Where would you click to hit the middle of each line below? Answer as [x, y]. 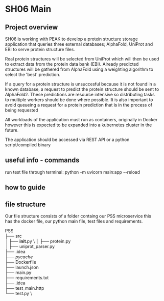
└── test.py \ [19, 294]
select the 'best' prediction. [33, 74]
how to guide [25, 188]
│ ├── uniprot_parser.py [30, 246]
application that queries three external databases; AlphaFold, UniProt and [79, 44]
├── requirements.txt [27, 278]
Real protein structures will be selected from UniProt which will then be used [82, 59]
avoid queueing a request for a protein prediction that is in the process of [79, 105]
